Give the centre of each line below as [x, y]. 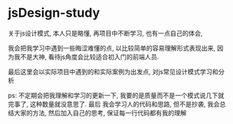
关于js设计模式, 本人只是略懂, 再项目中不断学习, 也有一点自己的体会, [105, 33]
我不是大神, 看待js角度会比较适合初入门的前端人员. [86, 57]
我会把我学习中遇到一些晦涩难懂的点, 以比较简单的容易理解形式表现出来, [112, 48]
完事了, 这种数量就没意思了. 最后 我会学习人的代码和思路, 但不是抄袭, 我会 [114, 104]
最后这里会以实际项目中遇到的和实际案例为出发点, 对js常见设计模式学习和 [113, 71]
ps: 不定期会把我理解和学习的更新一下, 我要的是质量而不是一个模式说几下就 [116, 95]
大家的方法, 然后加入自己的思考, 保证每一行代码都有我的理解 [100, 113]
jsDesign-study [54, 13]
